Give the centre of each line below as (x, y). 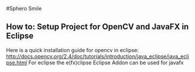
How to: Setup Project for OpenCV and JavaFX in (97, 27)
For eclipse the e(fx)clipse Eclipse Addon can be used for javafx (106, 62)
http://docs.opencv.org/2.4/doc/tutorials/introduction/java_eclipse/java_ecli (98, 56)
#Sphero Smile (24, 8)
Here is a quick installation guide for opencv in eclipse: (72, 50)
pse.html (17, 62)
